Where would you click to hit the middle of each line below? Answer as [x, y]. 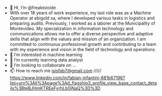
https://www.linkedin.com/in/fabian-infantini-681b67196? [67, 78]
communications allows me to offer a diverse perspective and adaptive [81, 34]
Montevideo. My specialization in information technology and [71, 29]
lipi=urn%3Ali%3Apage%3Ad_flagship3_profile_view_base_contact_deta [83, 83]
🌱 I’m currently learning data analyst [46, 60]
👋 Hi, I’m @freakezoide [33, 8]
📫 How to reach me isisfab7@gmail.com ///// [55, 71]
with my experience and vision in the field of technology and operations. [83, 49]
